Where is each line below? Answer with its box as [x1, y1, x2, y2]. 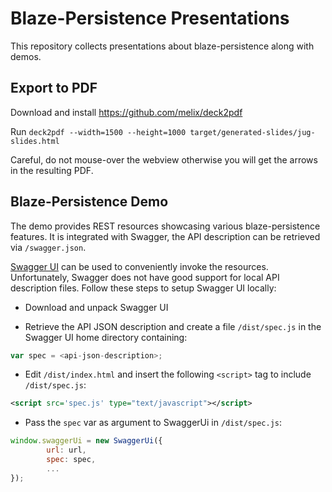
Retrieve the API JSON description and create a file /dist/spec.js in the [24, 320, 322, 332]
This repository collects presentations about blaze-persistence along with [10, 40, 315, 52]
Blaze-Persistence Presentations [10, 7, 290, 30]
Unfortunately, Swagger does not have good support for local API [10, 271, 280, 283]
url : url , [46, 445, 87, 456]
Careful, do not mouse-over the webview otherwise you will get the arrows [10, 153, 318, 166]
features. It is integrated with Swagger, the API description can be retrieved [10, 230, 321, 242]
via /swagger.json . [10, 241, 87, 253]
